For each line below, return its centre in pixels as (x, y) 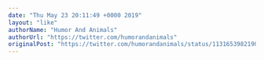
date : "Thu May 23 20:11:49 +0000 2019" (75, 15)
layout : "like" (33, 23)
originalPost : (31, 44)
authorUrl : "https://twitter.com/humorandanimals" (93, 37)
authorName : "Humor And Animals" (63, 30)
